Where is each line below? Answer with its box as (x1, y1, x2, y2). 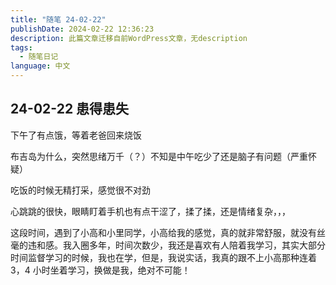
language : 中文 (10, 61, 71, 71)
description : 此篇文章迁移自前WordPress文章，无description (10, 33, 248, 43)
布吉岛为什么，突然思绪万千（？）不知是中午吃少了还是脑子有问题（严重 (10, 150, 308, 162)
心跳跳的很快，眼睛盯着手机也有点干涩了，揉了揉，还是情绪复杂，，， (10, 205, 291, 217)
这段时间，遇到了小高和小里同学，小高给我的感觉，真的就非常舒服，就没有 (10, 226, 317, 238)
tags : (10, 42, 33, 53)
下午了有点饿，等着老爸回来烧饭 (10, 129, 142, 141)
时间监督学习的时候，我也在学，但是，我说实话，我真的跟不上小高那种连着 (10, 251, 317, 263)
